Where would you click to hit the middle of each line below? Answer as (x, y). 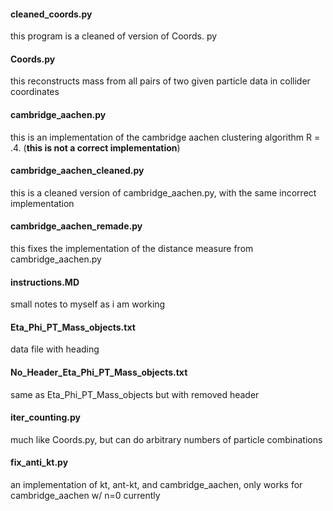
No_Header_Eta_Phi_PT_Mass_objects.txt (99, 372)
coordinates (35, 92)
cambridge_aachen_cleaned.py (77, 171)
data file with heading (55, 349)
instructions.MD (45, 282)
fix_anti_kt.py (39, 462)
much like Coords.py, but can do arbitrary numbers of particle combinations (166, 439)
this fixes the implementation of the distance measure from (132, 249)
